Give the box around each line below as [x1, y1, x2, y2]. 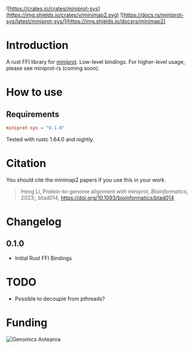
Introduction [6, 39, 69, 52]
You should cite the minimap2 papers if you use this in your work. [6, 176, 166, 184]
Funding [6, 316, 47, 330]
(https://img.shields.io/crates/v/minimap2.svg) [6, 11, 119, 18]
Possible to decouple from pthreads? [14, 295, 106, 302]
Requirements [6, 109, 59, 119]
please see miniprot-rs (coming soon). [6, 64, 100, 72]
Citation [6, 157, 46, 170]
